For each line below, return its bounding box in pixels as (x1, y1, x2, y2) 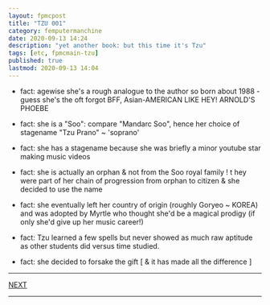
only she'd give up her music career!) (19, 216, 144, 226)
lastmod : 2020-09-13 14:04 (8, 64, 99, 72)
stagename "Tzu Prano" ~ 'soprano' (19, 127, 140, 137)
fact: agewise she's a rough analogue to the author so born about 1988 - (19, 86, 260, 96)
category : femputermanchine (8, 27, 103, 35)
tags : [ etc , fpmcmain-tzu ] (8, 49, 99, 57)
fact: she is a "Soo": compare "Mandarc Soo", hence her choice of (19, 118, 240, 129)
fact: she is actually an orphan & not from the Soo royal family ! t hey (19, 167, 247, 177)
